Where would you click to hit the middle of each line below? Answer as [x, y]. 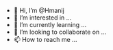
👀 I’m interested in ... [42, 18]
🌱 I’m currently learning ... [50, 25]
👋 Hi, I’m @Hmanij [39, 10]
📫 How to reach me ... [45, 40]
